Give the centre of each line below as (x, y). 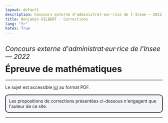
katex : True (17, 28)
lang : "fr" (16, 24)
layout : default (22, 10)
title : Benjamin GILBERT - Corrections (47, 19)
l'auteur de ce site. (28, 106)
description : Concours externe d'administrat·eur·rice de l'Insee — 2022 (84, 14)
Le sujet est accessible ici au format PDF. (48, 87)
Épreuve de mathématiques (64, 69)
